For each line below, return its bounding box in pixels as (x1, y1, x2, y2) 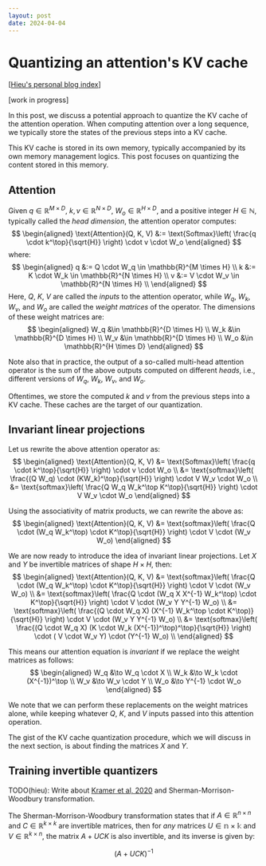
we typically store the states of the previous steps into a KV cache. (8, 128, 228, 137)
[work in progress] (8, 95, 69, 105)
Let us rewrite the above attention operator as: (8, 444, 161, 453)
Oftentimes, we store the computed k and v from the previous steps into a (8, 392, 251, 401)
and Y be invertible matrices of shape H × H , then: (8, 560, 173, 569)
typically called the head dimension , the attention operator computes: (8, 216, 237, 226)
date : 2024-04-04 (8, 19, 66, 27)
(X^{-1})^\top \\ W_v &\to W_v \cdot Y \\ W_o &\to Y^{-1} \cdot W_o (26, 676, 241, 686)
